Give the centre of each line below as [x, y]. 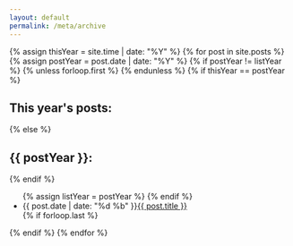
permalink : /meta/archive [57, 26]
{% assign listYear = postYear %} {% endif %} [107, 197]
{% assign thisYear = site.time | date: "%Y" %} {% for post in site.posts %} [147, 51]
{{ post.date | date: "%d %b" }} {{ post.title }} [105, 206]
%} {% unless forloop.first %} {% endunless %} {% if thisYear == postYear [147, 70]
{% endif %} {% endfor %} [59, 233]
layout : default [39, 17]
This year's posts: [61, 108]
